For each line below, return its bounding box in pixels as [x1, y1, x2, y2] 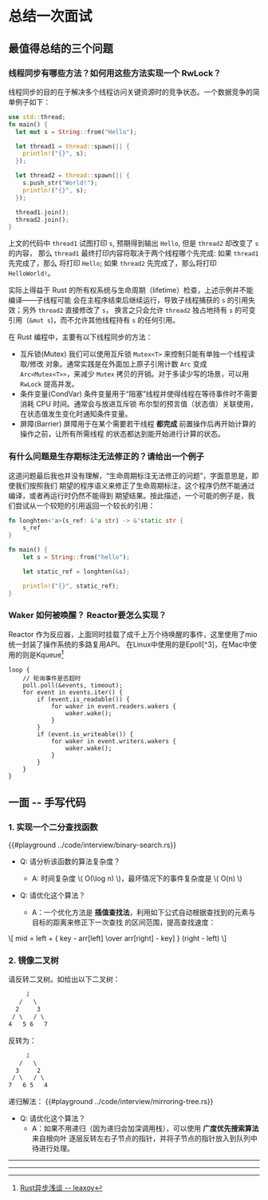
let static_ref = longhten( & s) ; [22, 568, 130, 576]
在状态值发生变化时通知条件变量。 [19, 409, 132, 419]
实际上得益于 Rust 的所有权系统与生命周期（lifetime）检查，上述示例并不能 [8, 285, 254, 295]
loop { [8, 666, 30, 674]
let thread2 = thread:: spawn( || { [15, 172, 130, 180]
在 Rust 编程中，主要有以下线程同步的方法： [8, 332, 153, 342]
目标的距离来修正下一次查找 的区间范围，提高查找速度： [31, 917, 216, 927]
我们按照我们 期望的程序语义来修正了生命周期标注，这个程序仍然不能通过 [14, 481, 255, 490]
